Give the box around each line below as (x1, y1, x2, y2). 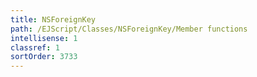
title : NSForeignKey (10, 14, 97, 25)
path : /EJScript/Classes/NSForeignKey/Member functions (10, 24, 248, 34)
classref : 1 (10, 42, 60, 53)
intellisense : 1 (10, 33, 78, 43)
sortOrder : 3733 (10, 52, 78, 62)
